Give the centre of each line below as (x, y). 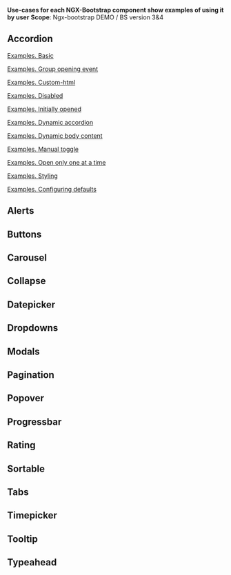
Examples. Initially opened (44, 109)
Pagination (31, 375)
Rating (21, 445)
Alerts (21, 211)
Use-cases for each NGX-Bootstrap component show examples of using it (115, 10)
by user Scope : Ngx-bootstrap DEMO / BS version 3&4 (86, 17)
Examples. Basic (30, 55)
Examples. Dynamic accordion (50, 122)
